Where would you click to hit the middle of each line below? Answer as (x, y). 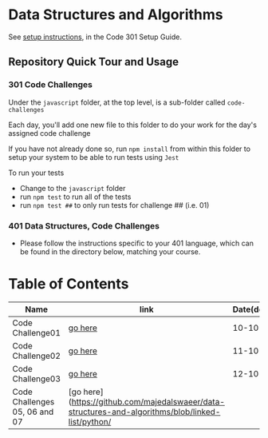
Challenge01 (37, 332)
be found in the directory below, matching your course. (110, 251)
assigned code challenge (49, 133)
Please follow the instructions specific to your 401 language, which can (136, 243)
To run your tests (36, 173)
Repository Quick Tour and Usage (94, 62)
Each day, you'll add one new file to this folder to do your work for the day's (133, 125)
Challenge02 (37, 356)
